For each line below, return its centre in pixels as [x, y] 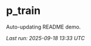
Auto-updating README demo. [43, 27]
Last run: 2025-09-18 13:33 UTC [45, 38]
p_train [23, 11]
